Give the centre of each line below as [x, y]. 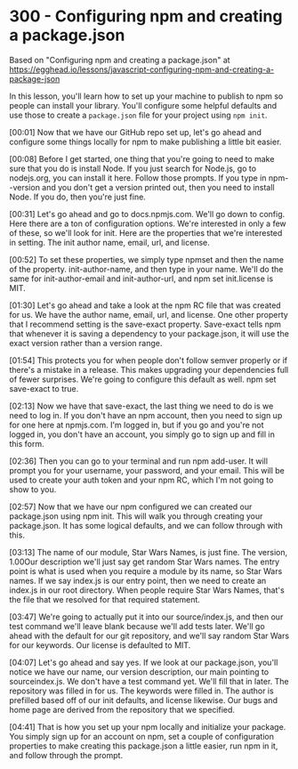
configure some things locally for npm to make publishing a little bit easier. [145, 142]
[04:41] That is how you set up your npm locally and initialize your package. [148, 726]
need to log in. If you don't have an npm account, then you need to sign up [146, 415]
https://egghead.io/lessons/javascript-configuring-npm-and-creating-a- [142, 69]
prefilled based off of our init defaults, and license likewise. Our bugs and [144, 700]
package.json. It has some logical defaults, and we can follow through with [146, 525]
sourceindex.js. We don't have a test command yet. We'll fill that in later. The [149, 681]
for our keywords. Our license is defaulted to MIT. [100, 645]
